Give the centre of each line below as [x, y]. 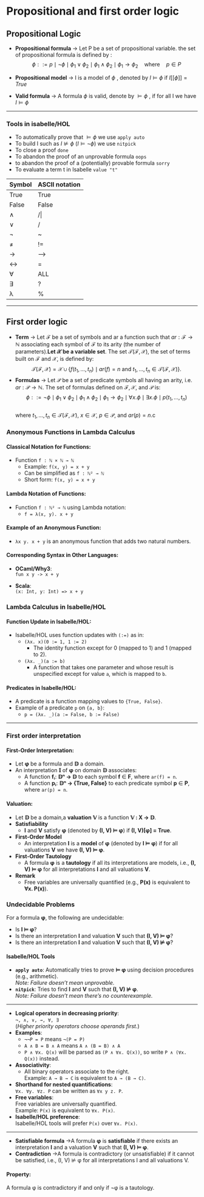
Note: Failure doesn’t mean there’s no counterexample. [84, 996]
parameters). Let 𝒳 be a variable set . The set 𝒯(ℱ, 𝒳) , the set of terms [103, 351]
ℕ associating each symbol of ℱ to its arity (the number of [88, 344]
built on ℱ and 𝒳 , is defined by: [54, 358]
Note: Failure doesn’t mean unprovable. [65, 983]
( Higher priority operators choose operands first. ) [77, 1026]
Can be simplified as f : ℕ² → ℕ [64, 473]
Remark [25, 875]
